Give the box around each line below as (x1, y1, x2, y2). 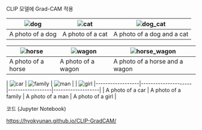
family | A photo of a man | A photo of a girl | (6, 93, 117, 100)
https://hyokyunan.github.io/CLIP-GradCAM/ (6, 117, 117, 124)
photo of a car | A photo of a (111, 86, 182, 93)
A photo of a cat (62, 30, 108, 38)
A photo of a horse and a (113, 58, 183, 65)
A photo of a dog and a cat (113, 30, 189, 38)
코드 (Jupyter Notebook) (6, 105, 66, 112)
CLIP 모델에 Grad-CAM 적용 (6, 5, 73, 12)
